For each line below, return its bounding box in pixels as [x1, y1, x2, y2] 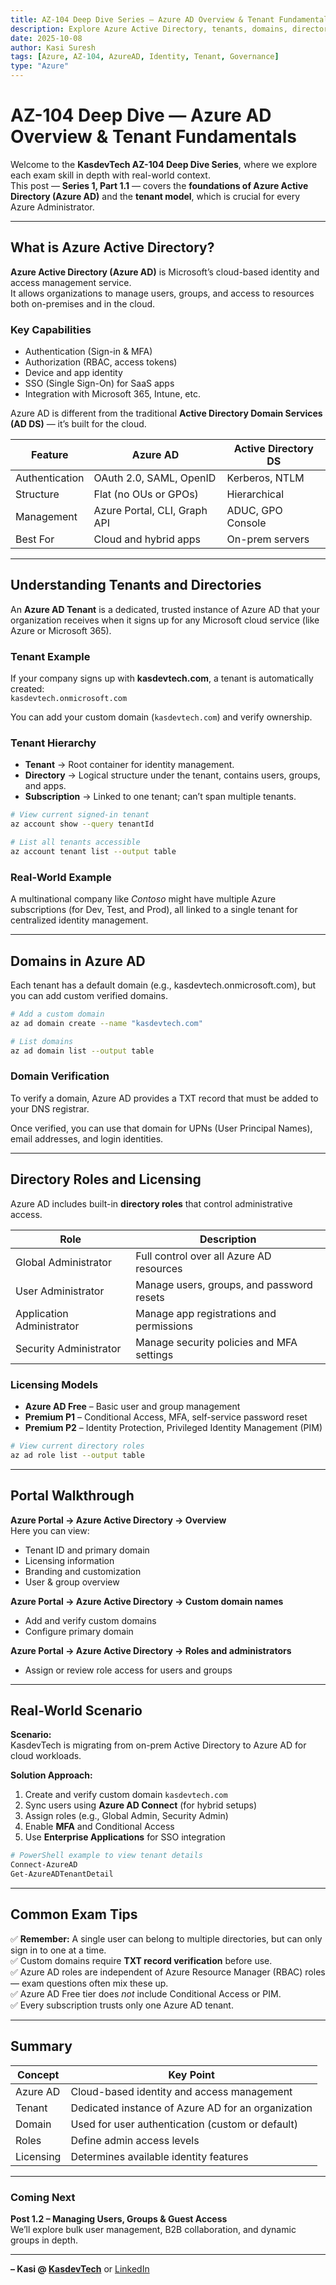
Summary [10, 2038, 73, 2055]
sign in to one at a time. [10, 1944, 107, 1956]
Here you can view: [10, 1524, 90, 1536]
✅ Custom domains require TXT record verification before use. [10, 1954, 273, 1966]
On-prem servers [226, 532, 310, 546]
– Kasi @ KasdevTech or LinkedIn [10, 2262, 150, 2275]
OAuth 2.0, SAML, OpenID [93, 471, 217, 485]
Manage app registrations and [135, 1306, 277, 1320]
